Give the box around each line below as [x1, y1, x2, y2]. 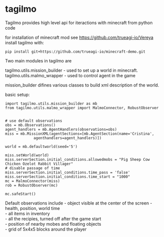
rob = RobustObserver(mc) [5, 183, 58, 188]
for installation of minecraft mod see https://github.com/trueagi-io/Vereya [5, 34, 154, 40]
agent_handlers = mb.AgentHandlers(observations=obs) [5, 127, 117, 132]
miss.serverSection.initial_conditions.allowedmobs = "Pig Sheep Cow [5, 157, 150, 162]
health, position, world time [5, 205, 60, 211]
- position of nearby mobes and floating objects [5, 221, 101, 227]
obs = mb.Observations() [5, 122, 56, 127]
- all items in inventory [5, 210, 50, 216]
